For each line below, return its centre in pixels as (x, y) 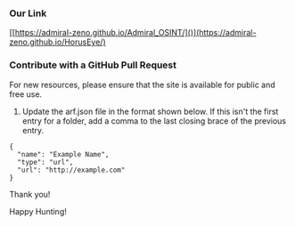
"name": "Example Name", (63, 154)
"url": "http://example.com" (71, 170)
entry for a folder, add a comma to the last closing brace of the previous (154, 121)
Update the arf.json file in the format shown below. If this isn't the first (150, 111)
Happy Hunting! (38, 211)
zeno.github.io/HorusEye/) (57, 42)
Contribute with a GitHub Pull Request (93, 65)
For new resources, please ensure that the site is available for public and (143, 85)
